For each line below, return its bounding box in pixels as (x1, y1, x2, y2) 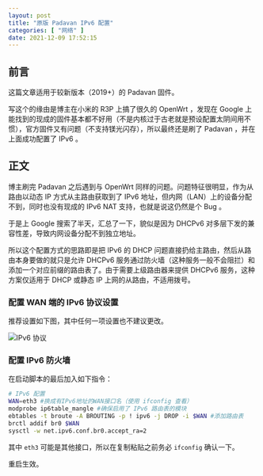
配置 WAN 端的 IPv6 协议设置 (8, 296, 119, 307)
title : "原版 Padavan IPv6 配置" (8, 19, 114, 27)
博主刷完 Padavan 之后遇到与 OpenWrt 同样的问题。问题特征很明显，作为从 (8, 181, 254, 191)
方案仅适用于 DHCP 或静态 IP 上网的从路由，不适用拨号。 (8, 275, 196, 284)
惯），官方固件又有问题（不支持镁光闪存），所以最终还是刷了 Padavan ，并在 (8, 124, 256, 134)
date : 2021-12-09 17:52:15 (8, 33, 97, 42)
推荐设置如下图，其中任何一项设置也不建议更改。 (8, 316, 168, 326)
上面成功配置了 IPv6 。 (8, 134, 83, 143)
